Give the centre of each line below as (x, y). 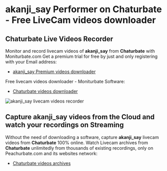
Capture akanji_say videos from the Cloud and (80, 117)
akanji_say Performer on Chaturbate (83, 9)
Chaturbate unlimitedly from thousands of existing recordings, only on (79, 148)
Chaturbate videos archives (42, 163)
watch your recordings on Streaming (64, 125)
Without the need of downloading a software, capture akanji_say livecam (82, 137)
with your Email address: (31, 62)
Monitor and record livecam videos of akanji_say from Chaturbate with (80, 51)
